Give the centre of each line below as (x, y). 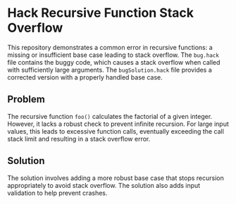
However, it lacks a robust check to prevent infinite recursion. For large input (118, 124)
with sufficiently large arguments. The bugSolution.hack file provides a (110, 70)
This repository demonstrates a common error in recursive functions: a (110, 47)
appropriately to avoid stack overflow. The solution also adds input (104, 185)
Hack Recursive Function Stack (101, 13)
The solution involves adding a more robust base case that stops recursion (116, 178)
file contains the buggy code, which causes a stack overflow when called (114, 62)
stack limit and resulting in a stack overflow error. (79, 139)
